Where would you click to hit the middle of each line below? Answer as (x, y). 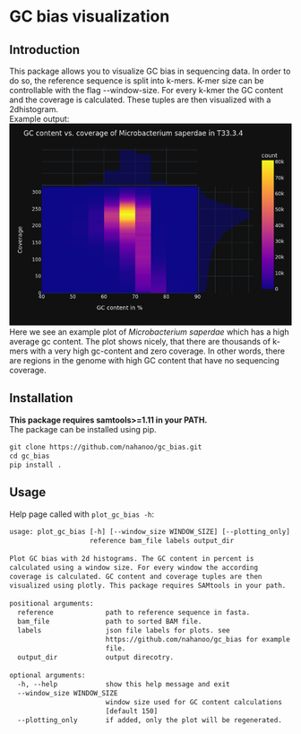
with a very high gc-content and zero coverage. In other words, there (157, 351)
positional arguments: (52, 603)
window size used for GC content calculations (193, 702)
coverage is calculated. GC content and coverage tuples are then (136, 576)
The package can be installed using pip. (83, 429)
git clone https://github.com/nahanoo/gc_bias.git (106, 447)
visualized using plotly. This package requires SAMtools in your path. (148, 585)
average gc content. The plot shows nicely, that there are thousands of (140, 341)
